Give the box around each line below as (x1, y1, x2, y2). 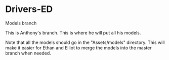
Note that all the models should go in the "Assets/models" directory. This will (5, 39, 165, 45)
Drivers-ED (5, 3, 53, 15)
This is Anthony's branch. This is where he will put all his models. (5, 29, 141, 35)
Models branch (5, 20, 37, 26)
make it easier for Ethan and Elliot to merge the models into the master (5, 44, 152, 50)
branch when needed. (5, 50, 52, 56)
